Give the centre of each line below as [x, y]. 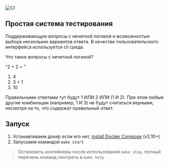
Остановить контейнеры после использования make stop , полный [89, 152]
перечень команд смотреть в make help [61, 157]
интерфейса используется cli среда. [45, 47]
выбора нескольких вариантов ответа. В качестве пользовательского [82, 41]
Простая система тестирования [59, 24]
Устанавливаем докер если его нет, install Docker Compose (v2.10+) [86, 136]
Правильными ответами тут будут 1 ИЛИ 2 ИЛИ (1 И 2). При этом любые [85, 97]
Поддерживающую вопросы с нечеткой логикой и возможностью [78, 36]
